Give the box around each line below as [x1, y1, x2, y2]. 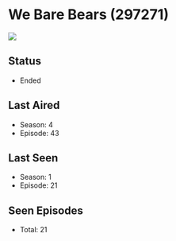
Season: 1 [19, 173, 52, 182]
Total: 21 [19, 225, 48, 235]
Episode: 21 [19, 181, 58, 190]
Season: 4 [19, 119, 54, 129]
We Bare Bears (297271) [8, 6, 169, 24]
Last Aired [8, 99, 60, 112]
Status [8, 54, 42, 68]
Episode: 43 [19, 128, 59, 138]
